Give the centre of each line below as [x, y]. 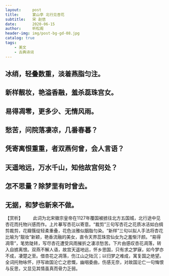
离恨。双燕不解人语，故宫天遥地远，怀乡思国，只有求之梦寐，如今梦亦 [91, 250]
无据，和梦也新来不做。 [41, 205]
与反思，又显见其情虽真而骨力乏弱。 [43, 268]
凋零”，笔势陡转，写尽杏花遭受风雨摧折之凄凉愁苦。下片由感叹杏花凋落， [81, 243]
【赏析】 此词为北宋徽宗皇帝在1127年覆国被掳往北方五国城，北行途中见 [83, 218]
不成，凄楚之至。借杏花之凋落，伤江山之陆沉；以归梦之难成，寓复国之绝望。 [84, 256]
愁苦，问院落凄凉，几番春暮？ [52, 130]
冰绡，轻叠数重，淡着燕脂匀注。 [55, 74]
